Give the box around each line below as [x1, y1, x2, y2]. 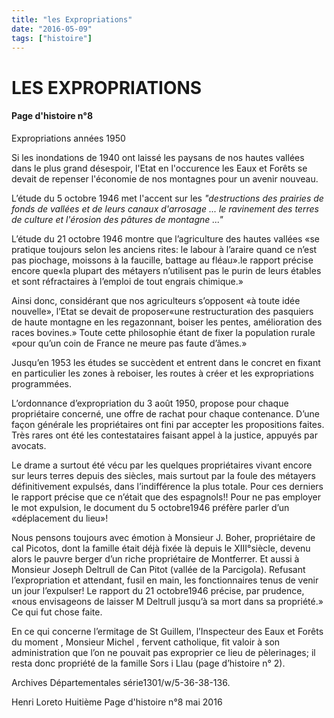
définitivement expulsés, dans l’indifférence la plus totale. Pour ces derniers [11, 480, 324, 492]
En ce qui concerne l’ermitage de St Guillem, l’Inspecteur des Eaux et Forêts [11, 625, 324, 637]
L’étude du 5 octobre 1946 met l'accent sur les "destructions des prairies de [11, 192, 324, 204]
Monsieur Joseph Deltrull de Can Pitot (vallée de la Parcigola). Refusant [11, 563, 306, 575]
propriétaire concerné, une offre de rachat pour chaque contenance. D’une [11, 407, 321, 420]
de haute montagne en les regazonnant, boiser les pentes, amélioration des [11, 316, 323, 328]
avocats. [11, 439, 47, 451]
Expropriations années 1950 [11, 132, 126, 144]
